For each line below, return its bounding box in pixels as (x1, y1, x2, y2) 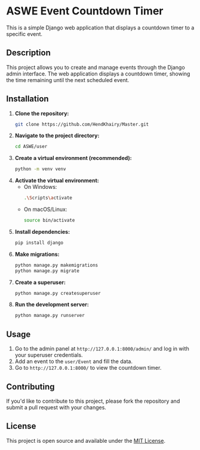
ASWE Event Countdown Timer (6, 4, 164, 18)
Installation (6, 94, 49, 104)
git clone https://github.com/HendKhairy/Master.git (14, 121, 149, 127)
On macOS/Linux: (23, 206, 67, 213)
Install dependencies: (14, 228, 70, 235)
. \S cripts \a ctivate (23, 195, 73, 201)
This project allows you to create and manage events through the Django (6, 64, 185, 71)
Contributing (6, 382, 55, 392)
